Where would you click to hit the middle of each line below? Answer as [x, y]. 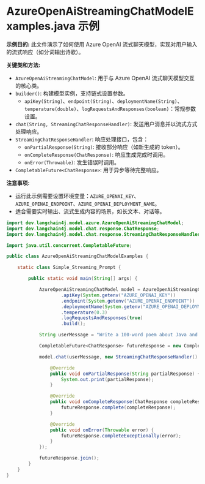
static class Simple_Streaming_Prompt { [69, 268]
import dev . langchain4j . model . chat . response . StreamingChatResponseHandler [103, 234]
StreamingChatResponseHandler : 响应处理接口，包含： [82, 139]
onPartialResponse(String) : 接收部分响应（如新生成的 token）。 [104, 147]
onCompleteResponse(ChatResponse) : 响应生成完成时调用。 [96, 154]
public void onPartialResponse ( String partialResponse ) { [125, 374]
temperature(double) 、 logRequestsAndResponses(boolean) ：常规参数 [110, 108]
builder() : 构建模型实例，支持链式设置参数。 [72, 93]
